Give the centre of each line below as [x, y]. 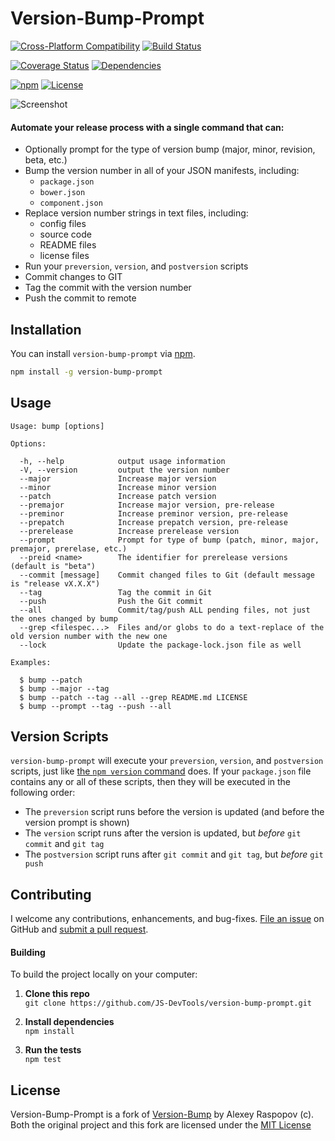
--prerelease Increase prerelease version [129, 531]
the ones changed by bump [64, 618]
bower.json [62, 193]
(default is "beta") [53, 566]
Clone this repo [57, 994]
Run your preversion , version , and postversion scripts [136, 266]
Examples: [31, 662]
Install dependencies [69, 1022]
